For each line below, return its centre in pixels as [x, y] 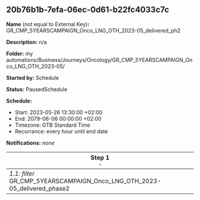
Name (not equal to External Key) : [48, 24]
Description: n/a [26, 42]
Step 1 [100, 157]
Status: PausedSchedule [37, 89]
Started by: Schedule [33, 77]
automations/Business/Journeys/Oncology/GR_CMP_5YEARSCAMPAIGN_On [99, 60]
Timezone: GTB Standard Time [52, 125]
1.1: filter [22, 173]
